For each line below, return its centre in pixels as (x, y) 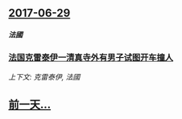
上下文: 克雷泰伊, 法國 (44, 76)
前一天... (30, 105)
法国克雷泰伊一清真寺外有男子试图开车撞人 (91, 58)
